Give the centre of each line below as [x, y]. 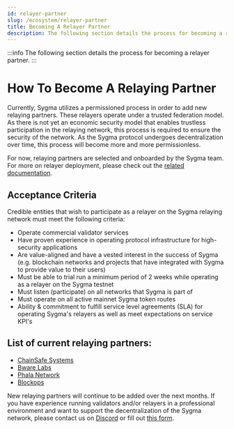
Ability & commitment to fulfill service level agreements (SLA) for [110, 306]
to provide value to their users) [61, 270]
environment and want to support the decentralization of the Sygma [104, 410]
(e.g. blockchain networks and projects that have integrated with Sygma [120, 262]
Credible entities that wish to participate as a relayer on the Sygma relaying [115, 212]
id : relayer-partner [37, 14]
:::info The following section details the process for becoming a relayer [109, 53]
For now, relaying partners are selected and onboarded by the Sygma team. [116, 158]
